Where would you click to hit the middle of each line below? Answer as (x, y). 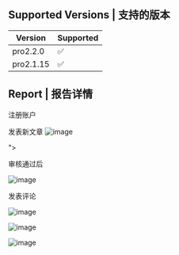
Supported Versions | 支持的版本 (89, 15)
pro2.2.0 (29, 51)
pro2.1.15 (31, 64)
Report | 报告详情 (51, 94)
